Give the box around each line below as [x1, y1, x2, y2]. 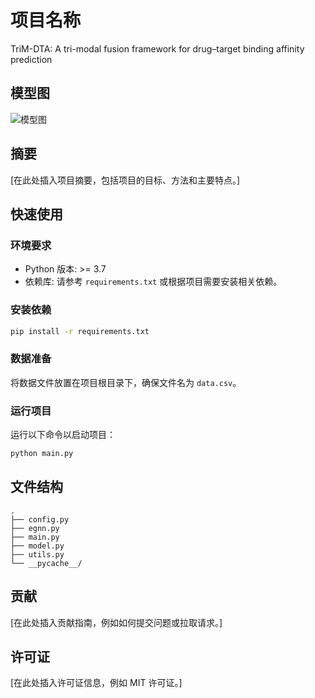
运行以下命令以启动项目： [10, 429, 116, 441]
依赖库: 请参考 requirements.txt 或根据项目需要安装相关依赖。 [24, 276, 283, 288]
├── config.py [10, 514, 70, 525]
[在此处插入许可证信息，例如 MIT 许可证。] [10, 677, 183, 689]
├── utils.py [10, 549, 65, 560]
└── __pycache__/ [10, 558, 83, 568]
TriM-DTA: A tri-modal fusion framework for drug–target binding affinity [10, 42, 305, 55]
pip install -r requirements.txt [10, 326, 150, 336]
